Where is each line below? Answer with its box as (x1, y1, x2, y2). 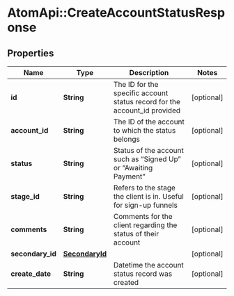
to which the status (114, 126, 176, 135)
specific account (114, 88, 169, 98)
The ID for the (114, 80, 159, 89)
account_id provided (114, 106, 181, 115)
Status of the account (114, 146, 185, 155)
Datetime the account (114, 261, 185, 270)
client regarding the (114, 220, 178, 230)
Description (129, 68, 169, 77)
